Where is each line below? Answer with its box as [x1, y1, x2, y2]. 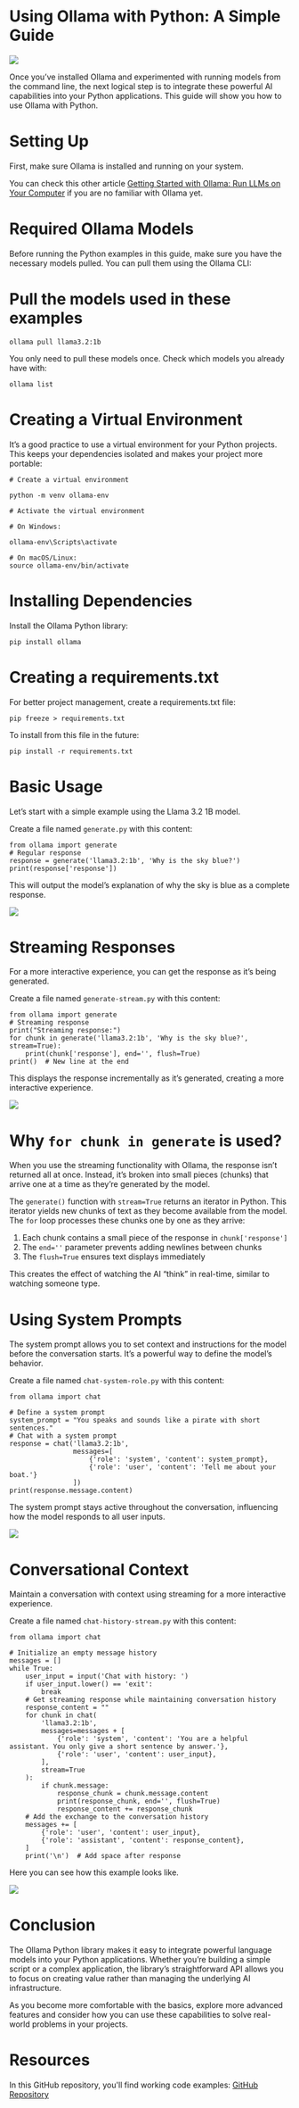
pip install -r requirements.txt [9, 747, 133, 756]
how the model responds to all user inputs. [9, 1511, 166, 1523]
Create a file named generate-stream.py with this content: [9, 993, 221, 1004]
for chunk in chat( [25, 1711, 98, 1720]
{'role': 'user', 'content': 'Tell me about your [88, 1463, 277, 1472]
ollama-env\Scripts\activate [9, 537, 117, 546]
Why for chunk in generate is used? [9, 1131, 283, 1150]
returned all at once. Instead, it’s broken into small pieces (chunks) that [9, 1169, 269, 1180]
